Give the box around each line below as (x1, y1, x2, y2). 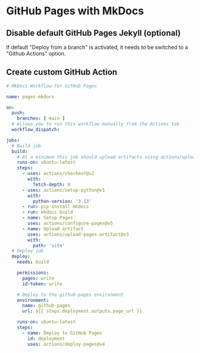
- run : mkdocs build (21, 210, 73, 215)
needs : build (17, 259, 49, 265)
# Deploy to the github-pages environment (17, 292, 124, 298)
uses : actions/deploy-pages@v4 (27, 341, 105, 347)
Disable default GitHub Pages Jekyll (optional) (6, 28, 181, 38)
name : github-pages (21, 302, 70, 309)
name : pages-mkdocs (6, 93, 55, 99)
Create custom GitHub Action (6, 67, 118, 77)
